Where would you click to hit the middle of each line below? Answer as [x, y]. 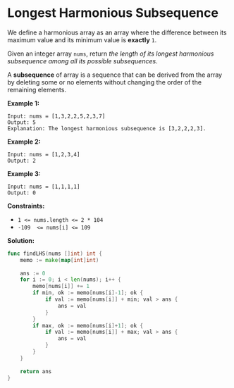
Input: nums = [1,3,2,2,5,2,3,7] [56, 116]
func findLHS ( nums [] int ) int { [55, 254]
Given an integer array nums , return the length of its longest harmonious [111, 54]
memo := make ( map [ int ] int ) [60, 260]
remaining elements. [37, 89]
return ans [36, 371]
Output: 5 [22, 122]
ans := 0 [33, 273]
